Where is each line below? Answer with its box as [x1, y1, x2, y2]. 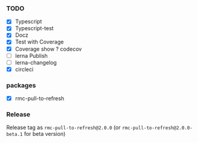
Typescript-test [15, 25, 54, 32]
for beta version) [24, 130, 66, 138]
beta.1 [6, 132, 23, 138]
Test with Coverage [15, 38, 64, 46]
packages [6, 81, 36, 89]
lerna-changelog [15, 59, 57, 66]
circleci [15, 65, 34, 73]
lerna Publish [15, 52, 48, 59]
